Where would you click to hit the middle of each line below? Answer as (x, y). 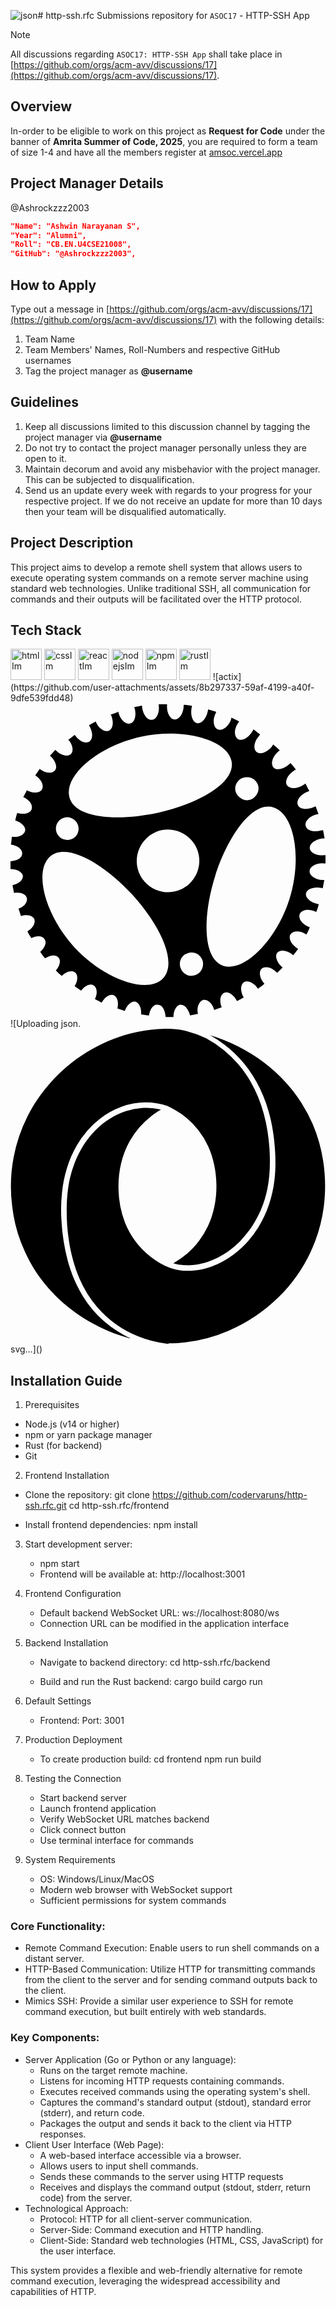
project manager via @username (93, 437)
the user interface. (78, 2251)
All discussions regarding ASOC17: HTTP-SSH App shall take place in (146, 54)
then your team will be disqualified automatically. (125, 511)
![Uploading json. (46, 1024)
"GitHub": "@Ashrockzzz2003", (73, 254)
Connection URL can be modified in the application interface (164, 1624)
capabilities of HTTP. (53, 2291)
